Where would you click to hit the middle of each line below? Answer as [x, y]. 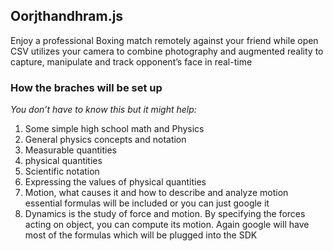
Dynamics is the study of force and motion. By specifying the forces [165, 214]
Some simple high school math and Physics [114, 129]
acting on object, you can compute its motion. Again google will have [167, 225]
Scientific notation [62, 171]
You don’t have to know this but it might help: [103, 110]
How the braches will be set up [86, 87]
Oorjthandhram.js [67, 16]
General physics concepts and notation [105, 140]
